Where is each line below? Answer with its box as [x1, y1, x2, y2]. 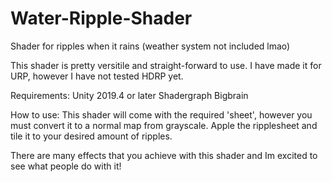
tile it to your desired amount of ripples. [10, 130, 173, 142]
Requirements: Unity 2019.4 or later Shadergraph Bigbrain [10, 89, 249, 101]
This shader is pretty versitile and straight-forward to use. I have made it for [10, 59, 322, 71]
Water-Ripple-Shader [10, 7, 193, 30]
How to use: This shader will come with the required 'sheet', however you [10, 108, 313, 121]
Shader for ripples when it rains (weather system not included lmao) [10, 40, 291, 52]
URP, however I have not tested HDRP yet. [10, 70, 184, 82]
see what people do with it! [10, 160, 122, 172]
